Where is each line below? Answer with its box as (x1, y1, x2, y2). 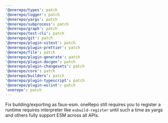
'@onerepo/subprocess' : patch (5, 21, 69, 27)
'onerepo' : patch (5, 87, 42, 93)
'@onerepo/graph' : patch (5, 26, 58, 31)
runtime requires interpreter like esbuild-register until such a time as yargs (5, 107, 163, 113)
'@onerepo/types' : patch (5, 7, 58, 13)
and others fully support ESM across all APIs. (5, 112, 100, 118)
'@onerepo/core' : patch (5, 69, 56, 74)
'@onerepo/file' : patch (5, 50, 56, 55)
